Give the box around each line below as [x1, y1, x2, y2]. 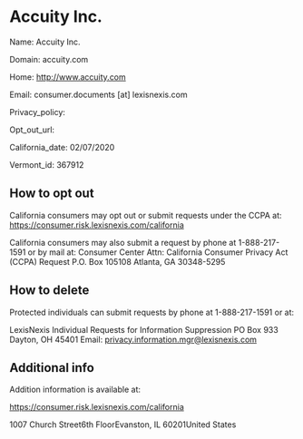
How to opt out [9, 186, 94, 201]
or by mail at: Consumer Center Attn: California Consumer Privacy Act [27, 247, 288, 258]
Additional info [9, 360, 95, 376]
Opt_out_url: [9, 124, 55, 135]
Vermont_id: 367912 [9, 159, 84, 170]
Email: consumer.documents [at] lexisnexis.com [9, 89, 188, 100]
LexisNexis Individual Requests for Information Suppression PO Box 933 [9, 324, 279, 335]
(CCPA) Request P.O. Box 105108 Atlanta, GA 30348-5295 [9, 256, 226, 267]
